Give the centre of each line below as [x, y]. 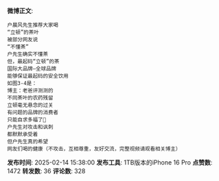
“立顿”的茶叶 [23, 32]
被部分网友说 [23, 40]
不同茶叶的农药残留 [30, 98]
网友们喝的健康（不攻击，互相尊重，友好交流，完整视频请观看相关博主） [94, 149]
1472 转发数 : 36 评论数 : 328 [46, 171]
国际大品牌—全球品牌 [32, 69]
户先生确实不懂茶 [28, 54]
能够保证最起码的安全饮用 [38, 76]
